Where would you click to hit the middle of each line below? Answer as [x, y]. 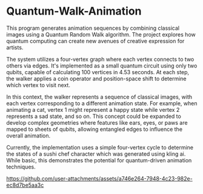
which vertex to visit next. [38, 85]
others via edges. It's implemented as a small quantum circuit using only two [102, 66]
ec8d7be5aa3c [25, 185]
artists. [15, 47]
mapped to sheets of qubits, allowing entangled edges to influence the [95, 129]
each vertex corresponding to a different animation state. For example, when [102, 103]
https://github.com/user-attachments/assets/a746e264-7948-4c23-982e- [99, 178]
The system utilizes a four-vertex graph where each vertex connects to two [100, 59]
